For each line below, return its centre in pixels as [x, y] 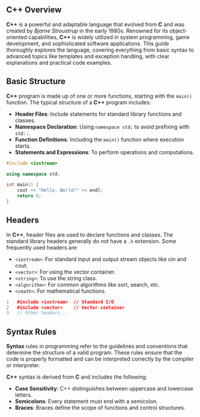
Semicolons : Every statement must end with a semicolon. [86, 401]
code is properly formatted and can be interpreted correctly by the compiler [100, 359]
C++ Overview [34, 10]
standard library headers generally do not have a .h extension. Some [91, 241]
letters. [24, 395]
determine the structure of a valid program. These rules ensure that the [94, 353]
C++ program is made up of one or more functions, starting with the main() [99, 96]
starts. [23, 146]
